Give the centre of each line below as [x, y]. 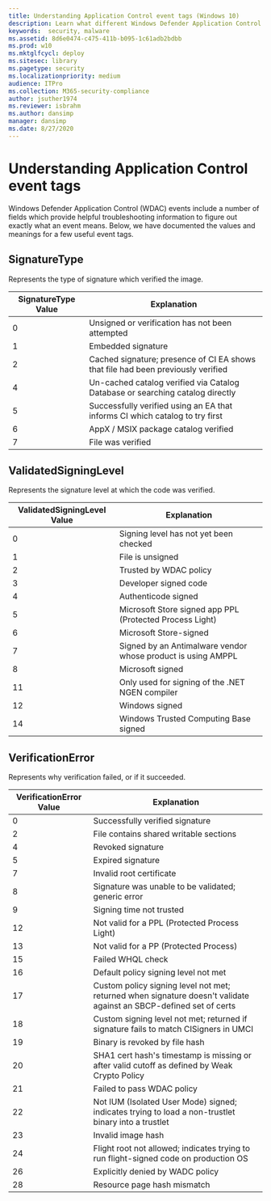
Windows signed [151, 706]
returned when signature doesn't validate [171, 996]
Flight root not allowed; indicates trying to [171, 1148]
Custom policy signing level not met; [162, 986]
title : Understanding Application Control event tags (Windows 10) [124, 16]
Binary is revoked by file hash [149, 1042]
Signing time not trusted [138, 910]
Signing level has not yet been [177, 534]
